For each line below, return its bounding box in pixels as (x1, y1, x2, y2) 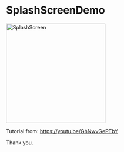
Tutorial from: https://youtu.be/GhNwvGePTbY (6, 127, 119, 134)
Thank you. (6, 139, 33, 146)
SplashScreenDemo (6, 4, 105, 17)
